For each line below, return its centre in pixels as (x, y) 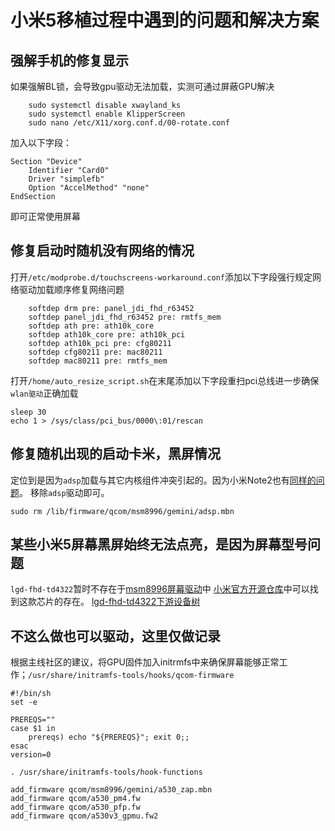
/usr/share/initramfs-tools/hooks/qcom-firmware (131, 676)
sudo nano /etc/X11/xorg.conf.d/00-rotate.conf (129, 123)
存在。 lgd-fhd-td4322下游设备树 (131, 602)
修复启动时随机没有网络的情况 (102, 251)
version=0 (31, 755)
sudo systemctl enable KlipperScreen (107, 114)
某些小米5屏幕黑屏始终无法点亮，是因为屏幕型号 (159, 544)
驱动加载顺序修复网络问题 (71, 289)
